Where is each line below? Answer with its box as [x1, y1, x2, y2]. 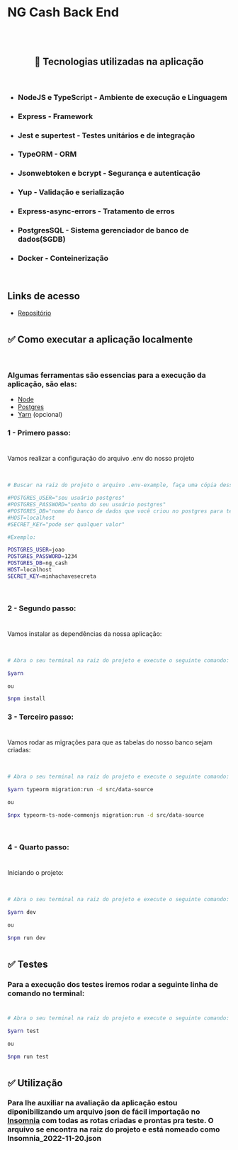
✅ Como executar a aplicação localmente [7, 334, 193, 346]
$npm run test [7, 1053, 50, 1060]
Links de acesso [7, 290, 80, 302]
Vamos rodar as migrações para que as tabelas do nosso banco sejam [7, 738, 212, 747]
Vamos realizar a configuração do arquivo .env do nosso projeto [7, 454, 195, 463]
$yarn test [7, 1027, 40, 1034]
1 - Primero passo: [7, 428, 71, 438]
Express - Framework [17, 111, 93, 121]
